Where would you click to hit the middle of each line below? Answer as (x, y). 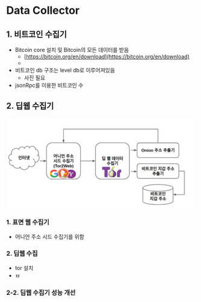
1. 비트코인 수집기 (37, 34)
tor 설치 (24, 268)
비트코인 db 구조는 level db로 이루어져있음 (65, 70)
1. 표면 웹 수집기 (28, 222)
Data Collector (43, 11)
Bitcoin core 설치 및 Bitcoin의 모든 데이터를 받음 (72, 50)
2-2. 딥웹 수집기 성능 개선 (41, 292)
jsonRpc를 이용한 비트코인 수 (49, 85)
